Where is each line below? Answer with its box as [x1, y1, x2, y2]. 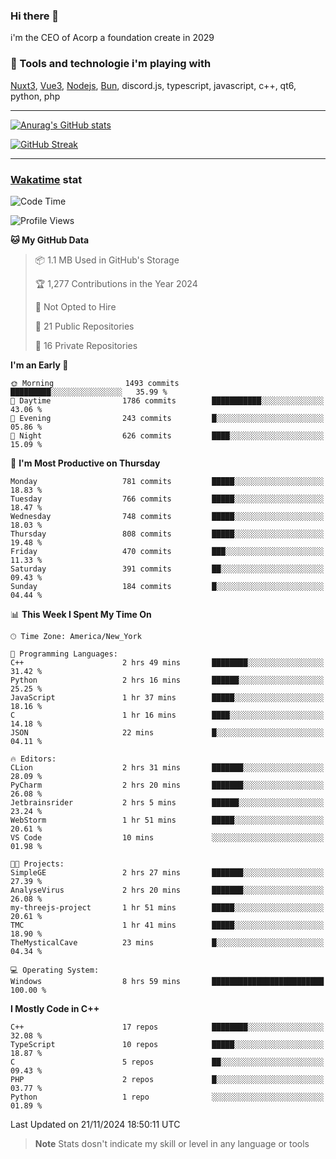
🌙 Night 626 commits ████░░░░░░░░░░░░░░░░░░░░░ [10, 430, 325, 441]
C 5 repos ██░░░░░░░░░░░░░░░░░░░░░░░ [10, 1057, 325, 1067]
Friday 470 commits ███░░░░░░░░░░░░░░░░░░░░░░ [10, 546, 325, 556]
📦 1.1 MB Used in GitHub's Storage [34, 254, 180, 266]
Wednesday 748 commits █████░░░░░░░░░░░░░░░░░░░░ [10, 511, 325, 521]
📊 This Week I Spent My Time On [10, 608, 152, 620]
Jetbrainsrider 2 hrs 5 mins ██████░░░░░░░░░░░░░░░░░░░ [10, 797, 325, 808]
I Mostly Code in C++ [10, 1002, 100, 1014]
